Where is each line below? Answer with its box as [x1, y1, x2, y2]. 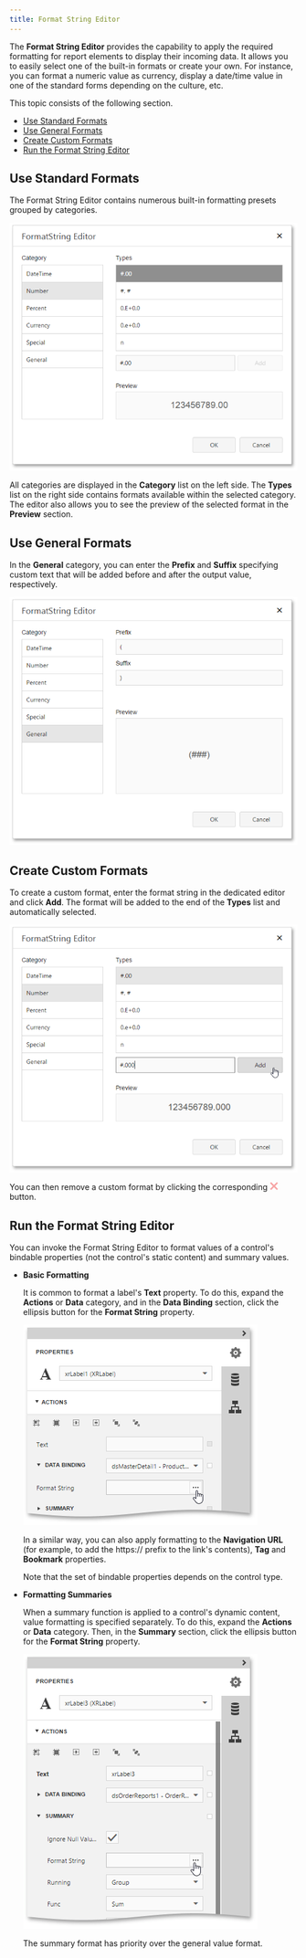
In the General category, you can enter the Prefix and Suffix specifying [9, 560, 279, 571]
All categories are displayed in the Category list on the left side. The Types [9, 479, 292, 490]
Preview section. [9, 509, 73, 520]
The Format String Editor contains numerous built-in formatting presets [9, 195, 277, 205]
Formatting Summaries [22, 1589, 112, 1600]
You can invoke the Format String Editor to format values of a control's [9, 1242, 274, 1253]
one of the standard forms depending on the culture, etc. [9, 79, 224, 90]
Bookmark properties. [22, 1553, 107, 1564]
